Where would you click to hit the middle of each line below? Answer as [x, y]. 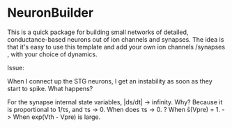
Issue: [16, 67]
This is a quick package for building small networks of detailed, [98, 32]
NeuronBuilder [51, 13]
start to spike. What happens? [50, 88]
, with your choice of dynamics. [52, 54]
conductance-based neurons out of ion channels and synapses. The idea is [116, 39]
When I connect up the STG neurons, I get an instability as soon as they [110, 81]
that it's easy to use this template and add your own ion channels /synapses [116, 47]
